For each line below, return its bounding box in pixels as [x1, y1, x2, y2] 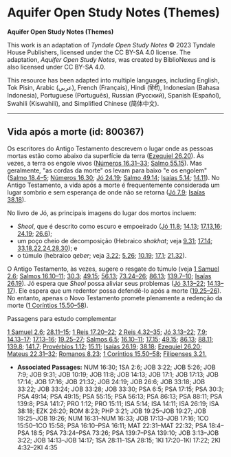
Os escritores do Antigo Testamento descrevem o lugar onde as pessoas [7, 144, 214, 153]
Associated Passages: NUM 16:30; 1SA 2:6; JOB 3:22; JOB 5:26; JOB [16, 363, 216, 371]
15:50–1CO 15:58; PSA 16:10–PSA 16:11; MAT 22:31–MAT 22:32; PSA [16, 421, 208, 430]
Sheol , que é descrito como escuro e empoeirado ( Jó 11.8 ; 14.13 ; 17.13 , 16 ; [16, 222, 223, 230]
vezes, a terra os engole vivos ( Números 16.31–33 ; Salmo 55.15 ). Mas [7, 159, 203, 167]
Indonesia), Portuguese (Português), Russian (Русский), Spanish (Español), [7, 91, 221, 99]
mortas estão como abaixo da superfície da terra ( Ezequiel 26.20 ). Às [7, 151, 204, 159]
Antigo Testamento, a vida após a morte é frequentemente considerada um [7, 181, 220, 189]
